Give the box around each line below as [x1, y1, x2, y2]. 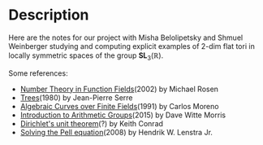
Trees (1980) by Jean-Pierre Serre [19, 92, 133, 103]
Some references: [8, 68, 68, 78]
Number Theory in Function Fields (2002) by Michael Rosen [19, 84, 219, 94]
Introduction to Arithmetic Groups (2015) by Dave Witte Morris [19, 110, 226, 120]
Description [8, 6, 89, 24]
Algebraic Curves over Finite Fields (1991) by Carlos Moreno [19, 101, 219, 111]
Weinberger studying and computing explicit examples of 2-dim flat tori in [8, 41, 256, 51]
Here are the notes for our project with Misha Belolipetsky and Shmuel [8, 33, 244, 42]
